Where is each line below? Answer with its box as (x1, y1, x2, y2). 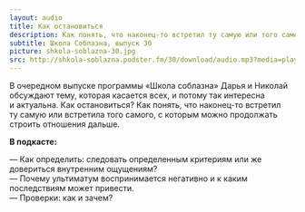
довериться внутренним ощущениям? (9, 164, 158, 174)
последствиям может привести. (9, 183, 134, 193)
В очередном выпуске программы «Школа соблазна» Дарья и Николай (9, 81, 289, 91)
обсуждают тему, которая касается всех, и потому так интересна (9, 90, 265, 101)
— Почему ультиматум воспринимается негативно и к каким (9, 173, 248, 184)
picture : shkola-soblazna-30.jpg (9, 47, 136, 56)
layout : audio (9, 13, 64, 23)
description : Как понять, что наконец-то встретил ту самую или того (9, 30, 279, 39)
